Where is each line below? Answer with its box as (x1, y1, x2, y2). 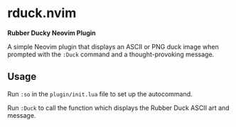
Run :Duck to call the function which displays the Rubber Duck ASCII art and (7, 103, 230, 112)
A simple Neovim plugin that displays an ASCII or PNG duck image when (7, 42, 219, 51)
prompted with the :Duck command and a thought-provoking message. (7, 50, 215, 59)
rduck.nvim (7, 5, 77, 21)
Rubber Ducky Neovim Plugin (7, 29, 96, 37)
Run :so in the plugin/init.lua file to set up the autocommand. (7, 89, 193, 98)
